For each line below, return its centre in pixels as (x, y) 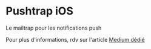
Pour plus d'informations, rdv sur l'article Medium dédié (75, 39)
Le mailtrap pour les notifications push (54, 28)
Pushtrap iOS (39, 11)
